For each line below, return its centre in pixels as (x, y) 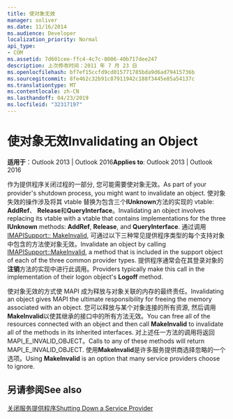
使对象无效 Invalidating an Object (103, 141)
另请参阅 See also (45, 390)
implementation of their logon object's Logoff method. (85, 277)
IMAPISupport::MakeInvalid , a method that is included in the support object (115, 251)
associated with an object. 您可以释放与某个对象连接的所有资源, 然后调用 (112, 307)
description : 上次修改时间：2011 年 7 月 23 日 (72, 66)
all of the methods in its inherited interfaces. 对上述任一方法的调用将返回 (111, 332)
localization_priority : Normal (53, 40)
